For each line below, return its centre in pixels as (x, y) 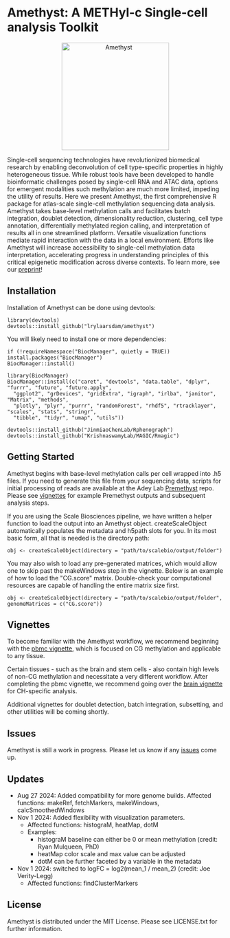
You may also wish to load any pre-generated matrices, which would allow (112, 563)
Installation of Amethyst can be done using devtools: (81, 307)
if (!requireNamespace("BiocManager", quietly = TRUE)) (89, 351)
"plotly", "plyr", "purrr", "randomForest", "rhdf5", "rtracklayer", (115, 406)
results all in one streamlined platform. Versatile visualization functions (107, 232)
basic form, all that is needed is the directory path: (78, 538)
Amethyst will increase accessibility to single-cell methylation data (101, 247)
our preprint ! (25, 269)
